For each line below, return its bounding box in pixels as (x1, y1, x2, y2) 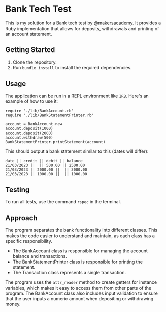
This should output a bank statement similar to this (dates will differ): (5, 148, 149, 154)
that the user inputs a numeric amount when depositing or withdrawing (5, 296, 154, 302)
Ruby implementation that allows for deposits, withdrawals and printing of (5, 25, 159, 31)
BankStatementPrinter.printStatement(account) (5, 139, 106, 144)
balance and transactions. (12, 253, 67, 259)
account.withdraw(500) (5, 135, 53, 140)
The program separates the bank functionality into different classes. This (5, 227, 158, 233)
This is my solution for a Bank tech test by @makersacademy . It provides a (5, 20, 161, 26)
